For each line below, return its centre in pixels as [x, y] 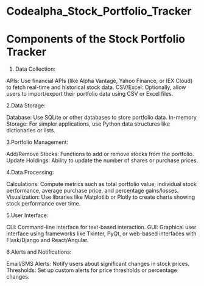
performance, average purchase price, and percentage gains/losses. [93, 191]
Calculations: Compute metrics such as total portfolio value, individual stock [101, 184]
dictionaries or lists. [31, 130]
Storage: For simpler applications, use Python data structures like [88, 124]
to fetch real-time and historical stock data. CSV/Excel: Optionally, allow [96, 87]
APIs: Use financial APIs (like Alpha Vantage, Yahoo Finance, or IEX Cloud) [100, 81]
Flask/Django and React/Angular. [47, 240]
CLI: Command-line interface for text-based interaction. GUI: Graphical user [101, 227]
